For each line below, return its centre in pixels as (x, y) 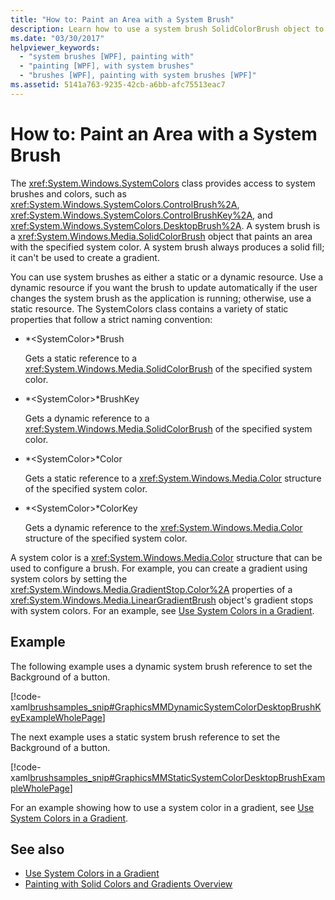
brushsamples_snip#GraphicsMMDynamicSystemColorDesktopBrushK (175, 707)
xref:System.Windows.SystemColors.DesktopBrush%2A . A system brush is (165, 225)
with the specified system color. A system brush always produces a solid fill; (167, 247)
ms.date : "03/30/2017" (57, 38)
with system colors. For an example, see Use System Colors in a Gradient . (162, 610)
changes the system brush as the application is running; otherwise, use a (161, 298)
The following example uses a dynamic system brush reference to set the (161, 666)
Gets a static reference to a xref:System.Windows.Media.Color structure (173, 478)
